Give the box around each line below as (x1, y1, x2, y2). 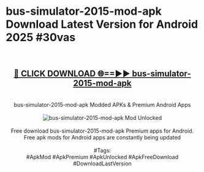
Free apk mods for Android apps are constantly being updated (23, 133, 181, 141)
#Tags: (93, 146, 111, 154)
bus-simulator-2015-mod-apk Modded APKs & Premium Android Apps (13, 101, 191, 108)
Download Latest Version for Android (6, 17, 198, 31)
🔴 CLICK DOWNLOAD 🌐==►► (13, 69, 130, 79)
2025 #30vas (6, 31, 76, 44)
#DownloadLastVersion (72, 160, 132, 167)
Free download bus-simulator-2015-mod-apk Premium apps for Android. (10, 127, 194, 135)
